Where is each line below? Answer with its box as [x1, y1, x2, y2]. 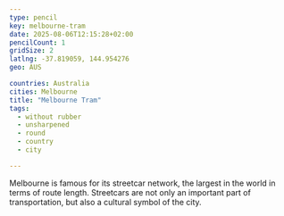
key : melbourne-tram [9, 21, 87, 30]
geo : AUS [9, 63, 42, 72]
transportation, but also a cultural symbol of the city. [9, 196, 203, 207]
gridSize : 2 [9, 46, 54, 55]
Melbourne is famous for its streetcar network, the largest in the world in [9, 178, 276, 188]
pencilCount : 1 [9, 37, 66, 47]
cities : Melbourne [9, 87, 78, 96]
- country [17, 137, 54, 146]
